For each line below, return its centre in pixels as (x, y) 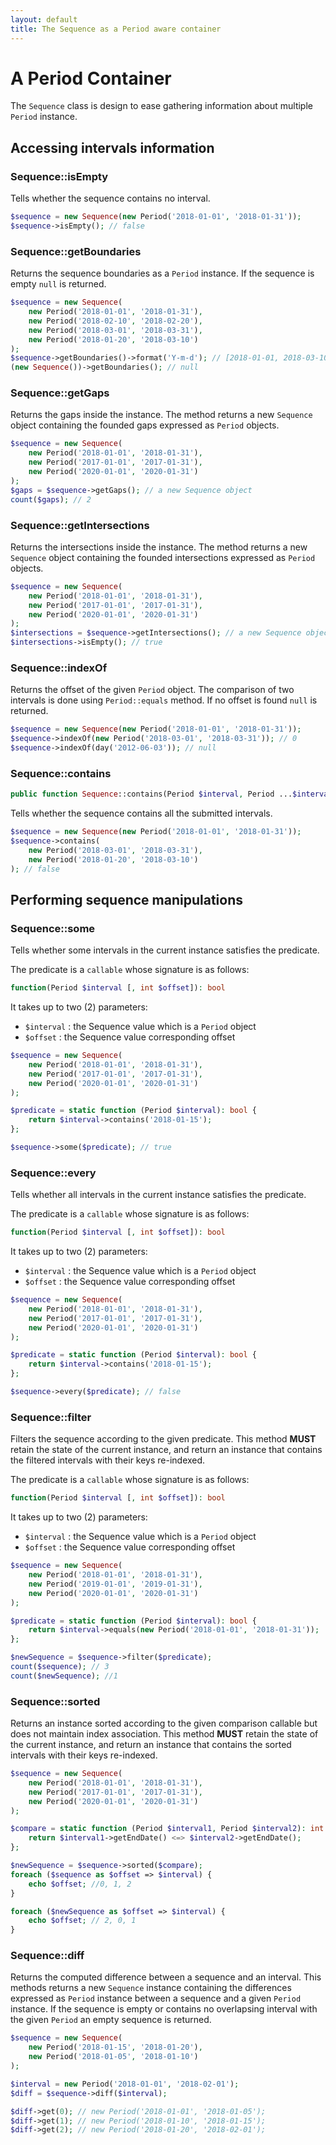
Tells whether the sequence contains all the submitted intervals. (141, 813)
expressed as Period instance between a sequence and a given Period (156, 1998)
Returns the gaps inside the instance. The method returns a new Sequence (161, 415)
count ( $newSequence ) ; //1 (64, 1676)
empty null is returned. (58, 284)
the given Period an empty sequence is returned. (111, 2020)
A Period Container (91, 78)
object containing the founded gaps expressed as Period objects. (145, 425)
